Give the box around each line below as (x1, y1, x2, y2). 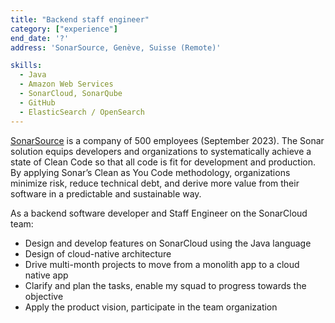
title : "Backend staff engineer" (10, 14, 150, 25)
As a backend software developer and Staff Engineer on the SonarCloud (10, 207, 308, 219)
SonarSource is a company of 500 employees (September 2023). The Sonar (10, 134, 325, 146)
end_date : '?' (10, 33, 70, 43)
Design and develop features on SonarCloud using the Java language (24, 237, 312, 249)
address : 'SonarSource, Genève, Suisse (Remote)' (10, 42, 222, 53)
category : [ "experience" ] (10, 24, 118, 34)
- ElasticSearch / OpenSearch (19, 107, 145, 117)
